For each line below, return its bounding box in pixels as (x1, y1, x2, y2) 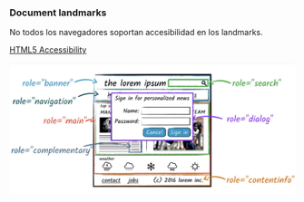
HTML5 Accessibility (9, 44, 87, 55)
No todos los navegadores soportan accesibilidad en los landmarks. (9, 27, 263, 38)
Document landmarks (9, 6, 107, 19)
